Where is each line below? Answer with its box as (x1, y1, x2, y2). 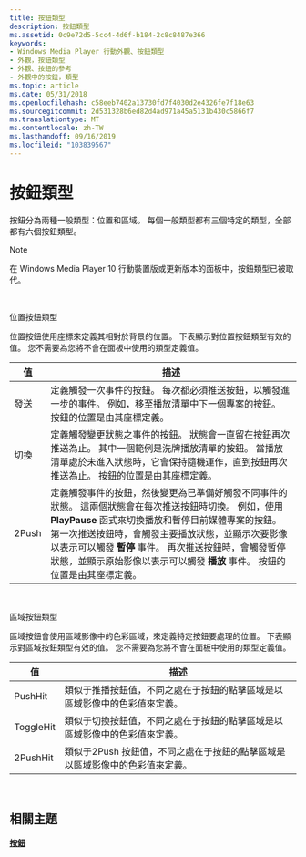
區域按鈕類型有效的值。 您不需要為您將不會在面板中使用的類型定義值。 (25, 642, 291, 653)
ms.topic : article (9, 81, 79, 90)
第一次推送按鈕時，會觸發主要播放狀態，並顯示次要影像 (49, 527, 288, 540)
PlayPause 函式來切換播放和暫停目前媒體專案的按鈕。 (49, 513, 282, 526)
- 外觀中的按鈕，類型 (9, 73, 79, 82)
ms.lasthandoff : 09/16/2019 (9, 132, 117, 141)
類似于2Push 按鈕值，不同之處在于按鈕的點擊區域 (64, 745, 277, 758)
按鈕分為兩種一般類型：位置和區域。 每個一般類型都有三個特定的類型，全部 (9, 214, 291, 225)
